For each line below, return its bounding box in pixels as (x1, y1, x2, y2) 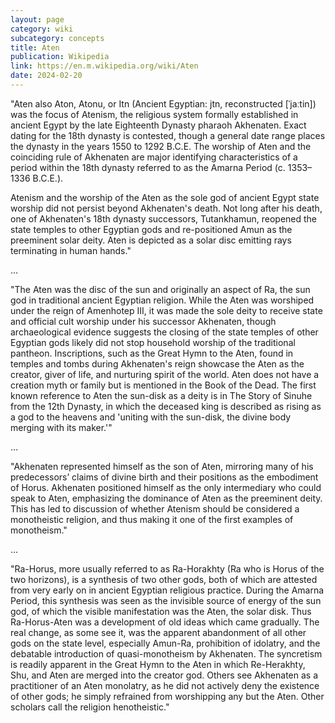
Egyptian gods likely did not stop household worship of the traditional (10, 336, 296, 348)
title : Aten (10, 42, 60, 53)
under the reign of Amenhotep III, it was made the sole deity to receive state (10, 304, 323, 316)
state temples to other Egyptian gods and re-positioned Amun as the (10, 223, 293, 235)
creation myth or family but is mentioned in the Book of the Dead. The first (10, 379, 317, 391)
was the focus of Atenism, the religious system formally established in (10, 108, 299, 120)
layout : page (10, 14, 65, 25)
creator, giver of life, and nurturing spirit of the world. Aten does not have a (10, 368, 320, 380)
